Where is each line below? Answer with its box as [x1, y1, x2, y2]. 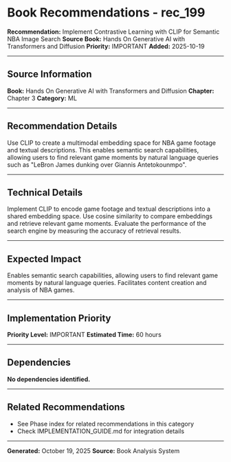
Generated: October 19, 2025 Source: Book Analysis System [7, 446, 180, 454]
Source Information [7, 69, 92, 80]
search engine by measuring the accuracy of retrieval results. [7, 227, 181, 235]
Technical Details [7, 187, 83, 198]
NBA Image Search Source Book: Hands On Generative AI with [7, 34, 186, 43]
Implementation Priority [7, 312, 111, 324]
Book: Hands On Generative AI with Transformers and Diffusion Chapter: [7, 86, 214, 95]
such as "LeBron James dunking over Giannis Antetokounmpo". [7, 160, 187, 169]
